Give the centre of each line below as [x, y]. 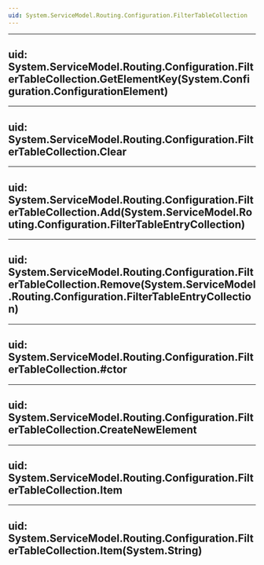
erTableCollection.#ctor [68, 370]
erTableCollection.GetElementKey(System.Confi [129, 79]
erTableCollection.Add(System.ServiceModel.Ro [130, 212]
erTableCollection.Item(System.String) [105, 550]
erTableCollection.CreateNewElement [103, 430]
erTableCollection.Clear [68, 151]
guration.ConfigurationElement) [88, 92]
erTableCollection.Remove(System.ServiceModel [132, 285]
